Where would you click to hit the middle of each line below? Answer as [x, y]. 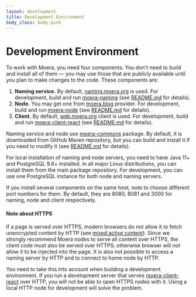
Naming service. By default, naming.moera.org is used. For [86, 91]
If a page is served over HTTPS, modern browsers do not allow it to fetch [94, 227]
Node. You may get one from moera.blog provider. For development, [97, 104]
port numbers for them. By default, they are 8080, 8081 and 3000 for [89, 194]
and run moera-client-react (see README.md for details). [84, 122]
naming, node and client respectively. [51, 200]
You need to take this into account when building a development [83, 269]
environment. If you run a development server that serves [75, 275]
